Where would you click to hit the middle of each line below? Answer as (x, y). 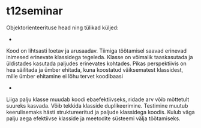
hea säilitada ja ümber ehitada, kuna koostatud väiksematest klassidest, (95, 69)
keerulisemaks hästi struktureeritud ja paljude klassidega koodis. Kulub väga (100, 112)
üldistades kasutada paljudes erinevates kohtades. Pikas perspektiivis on (97, 63)
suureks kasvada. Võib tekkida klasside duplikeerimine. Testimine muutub (97, 105)
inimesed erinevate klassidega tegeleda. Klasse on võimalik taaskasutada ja (100, 57)
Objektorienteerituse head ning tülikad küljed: (62, 28)
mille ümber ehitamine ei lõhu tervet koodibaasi (64, 76)
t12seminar (34, 11)
